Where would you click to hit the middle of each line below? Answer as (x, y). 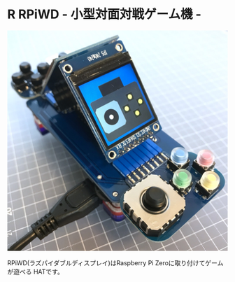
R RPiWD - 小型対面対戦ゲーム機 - (104, 14)
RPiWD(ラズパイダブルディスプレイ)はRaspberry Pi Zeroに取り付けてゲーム (115, 262)
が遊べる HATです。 (36, 272)
